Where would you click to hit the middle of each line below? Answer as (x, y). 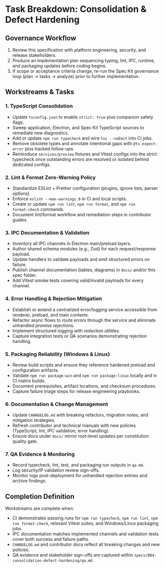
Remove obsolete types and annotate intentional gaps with (72, 143)
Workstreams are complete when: (40, 508)
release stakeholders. (34, 55)
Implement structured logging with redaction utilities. (66, 330)
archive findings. (29, 481)
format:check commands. (38, 209)
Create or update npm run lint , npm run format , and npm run (74, 204)
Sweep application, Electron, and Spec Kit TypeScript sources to (78, 127)
